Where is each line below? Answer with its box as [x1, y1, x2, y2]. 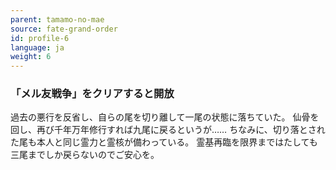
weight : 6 [10, 52, 52, 62]
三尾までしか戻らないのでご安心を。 [10, 149, 160, 161]
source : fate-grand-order [10, 24, 118, 34]
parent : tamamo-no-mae [10, 14, 105, 25]
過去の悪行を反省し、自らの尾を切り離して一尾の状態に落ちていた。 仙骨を [10, 111, 320, 123]
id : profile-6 [10, 33, 70, 43]
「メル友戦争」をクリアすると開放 [10, 87, 175, 101]
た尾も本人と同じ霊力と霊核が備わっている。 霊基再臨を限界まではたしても [10, 136, 318, 148]
